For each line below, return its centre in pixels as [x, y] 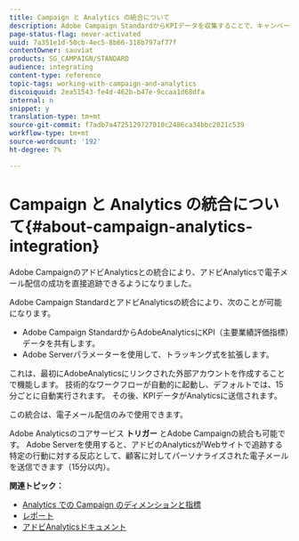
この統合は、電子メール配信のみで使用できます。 [99, 414]
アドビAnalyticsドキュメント [74, 527]
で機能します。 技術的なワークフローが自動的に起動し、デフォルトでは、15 [146, 384]
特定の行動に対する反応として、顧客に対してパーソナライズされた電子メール [149, 456]
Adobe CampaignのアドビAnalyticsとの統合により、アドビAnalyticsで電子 [145, 271]
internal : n [31, 100]
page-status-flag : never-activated [75, 34]
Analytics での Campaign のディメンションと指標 [112, 505]
